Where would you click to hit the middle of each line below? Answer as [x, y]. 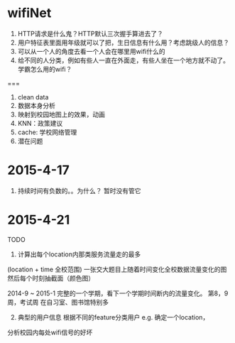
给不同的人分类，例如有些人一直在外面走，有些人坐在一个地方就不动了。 [123, 60]
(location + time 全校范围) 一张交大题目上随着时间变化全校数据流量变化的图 [117, 269]
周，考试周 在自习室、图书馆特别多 [58, 302]
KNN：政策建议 [40, 123]
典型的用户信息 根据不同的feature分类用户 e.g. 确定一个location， [113, 317]
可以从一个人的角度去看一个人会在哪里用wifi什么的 [91, 51]
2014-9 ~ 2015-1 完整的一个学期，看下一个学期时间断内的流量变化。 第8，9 [118, 293]
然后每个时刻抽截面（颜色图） [51, 278]
